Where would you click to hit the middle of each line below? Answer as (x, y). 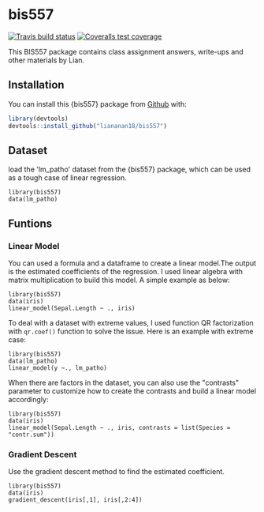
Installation (36, 85)
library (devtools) (38, 119)
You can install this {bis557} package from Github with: (97, 104)
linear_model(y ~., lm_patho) (58, 368)
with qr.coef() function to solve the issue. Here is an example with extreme (131, 331)
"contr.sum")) (32, 435)
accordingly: (28, 399)
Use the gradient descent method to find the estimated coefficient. (116, 472)
